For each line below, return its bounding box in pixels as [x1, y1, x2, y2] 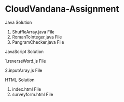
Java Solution [5, 19, 32, 25]
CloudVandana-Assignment [5, 3, 119, 15]
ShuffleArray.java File [12, 29, 55, 34]
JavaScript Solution [5, 49, 44, 54]
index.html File [12, 86, 41, 92]
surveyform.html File [12, 91, 54, 97]
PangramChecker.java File [12, 39, 64, 45]
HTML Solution [5, 77, 35, 83]
